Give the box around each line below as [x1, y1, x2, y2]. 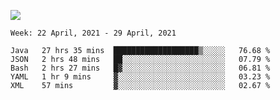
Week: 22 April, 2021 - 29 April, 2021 [10, 28, 177, 38]
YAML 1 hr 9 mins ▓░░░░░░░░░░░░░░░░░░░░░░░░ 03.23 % [10, 72, 271, 82]
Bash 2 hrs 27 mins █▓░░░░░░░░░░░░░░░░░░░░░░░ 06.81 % [10, 63, 271, 73]
